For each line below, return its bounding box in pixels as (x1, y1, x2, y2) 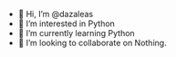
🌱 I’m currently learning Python (17, 28, 135, 38)
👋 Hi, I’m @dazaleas (17, 9, 94, 19)
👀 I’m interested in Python (17, 18, 116, 29)
